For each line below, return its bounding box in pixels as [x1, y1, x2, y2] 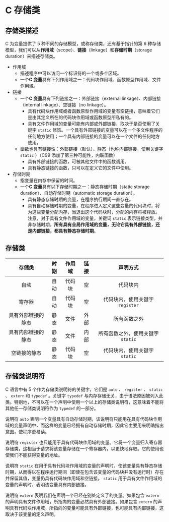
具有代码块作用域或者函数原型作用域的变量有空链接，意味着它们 [27, 108, 160, 114]
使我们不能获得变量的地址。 [5, 452, 63, 458]
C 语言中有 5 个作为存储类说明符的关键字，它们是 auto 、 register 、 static [5, 386, 163, 392]
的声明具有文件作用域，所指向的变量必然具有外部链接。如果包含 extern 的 [5, 498, 158, 504]
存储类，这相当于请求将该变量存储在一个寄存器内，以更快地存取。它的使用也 [5, 445, 164, 451]
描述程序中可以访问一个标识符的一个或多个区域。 [20, 70, 122, 76]
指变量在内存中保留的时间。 [20, 178, 78, 183]
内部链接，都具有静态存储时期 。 [32, 228, 99, 234]
